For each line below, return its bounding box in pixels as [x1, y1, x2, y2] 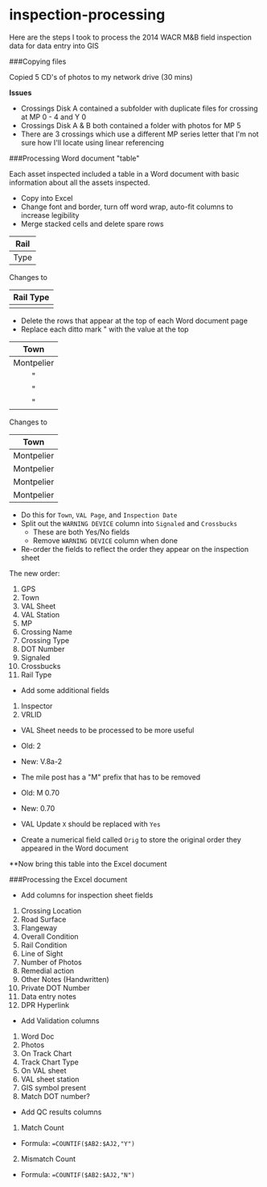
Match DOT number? [20, 1091, 91, 1101]
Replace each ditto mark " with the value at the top [20, 324, 189, 334]
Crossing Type [20, 635, 70, 645]
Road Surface [20, 914, 67, 924]
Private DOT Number [20, 983, 91, 993]
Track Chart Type [20, 1057, 79, 1067]
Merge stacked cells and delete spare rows [20, 219, 164, 228]
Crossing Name [20, 627, 73, 637]
